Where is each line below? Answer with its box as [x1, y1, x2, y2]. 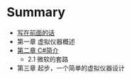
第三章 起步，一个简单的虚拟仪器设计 [16, 63, 125, 72]
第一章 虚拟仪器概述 [16, 37, 75, 46]
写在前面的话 [16, 28, 55, 37]
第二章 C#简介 [16, 46, 59, 54]
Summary [6, 4, 65, 20]
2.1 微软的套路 [27, 54, 69, 63]
